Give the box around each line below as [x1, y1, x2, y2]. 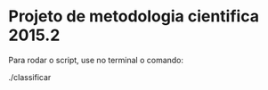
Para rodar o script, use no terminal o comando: [8, 54, 184, 65]
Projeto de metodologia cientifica [8, 6, 260, 27]
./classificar [8, 71, 52, 82]
